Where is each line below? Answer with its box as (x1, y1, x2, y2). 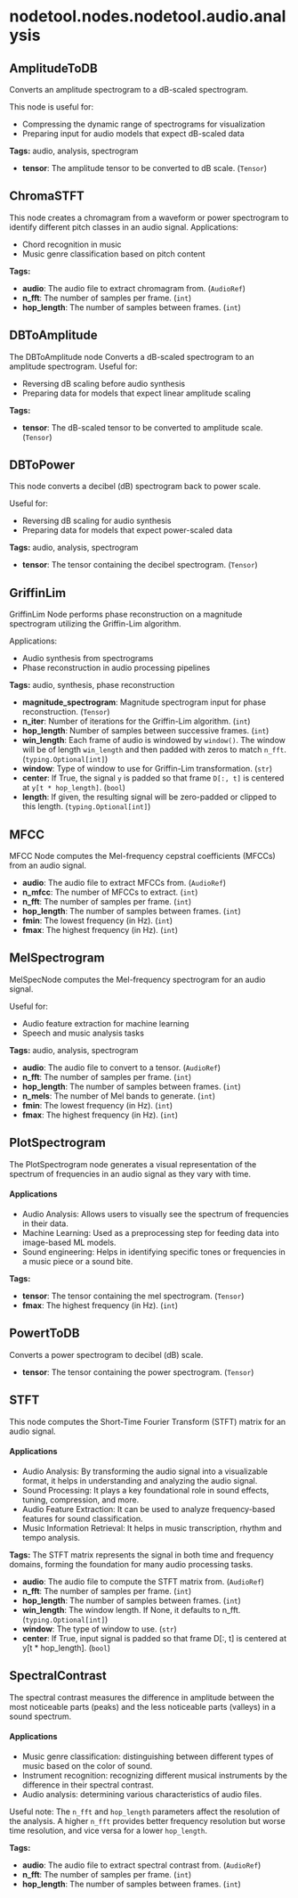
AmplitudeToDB (9, 61, 98, 76)
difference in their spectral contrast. (21, 1779, 154, 1790)
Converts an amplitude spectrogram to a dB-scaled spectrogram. (9, 85, 249, 94)
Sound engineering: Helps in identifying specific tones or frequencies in (21, 1246, 286, 1257)
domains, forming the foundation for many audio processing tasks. (9, 1558, 254, 1569)
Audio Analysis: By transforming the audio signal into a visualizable (21, 1466, 269, 1477)
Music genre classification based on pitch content (21, 248, 206, 259)
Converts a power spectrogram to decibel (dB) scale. (9, 1349, 204, 1360)
